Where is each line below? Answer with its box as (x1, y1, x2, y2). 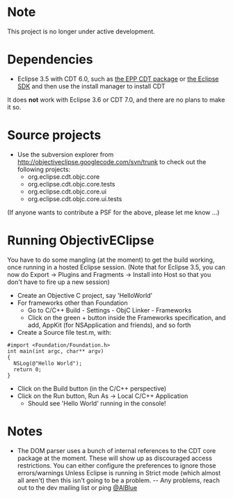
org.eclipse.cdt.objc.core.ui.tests (27, 194, 122, 203)
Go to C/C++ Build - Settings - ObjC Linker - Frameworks (27, 306, 192, 314)
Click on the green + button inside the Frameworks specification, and (27, 313, 226, 322)
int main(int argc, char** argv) (7, 347, 104, 355)
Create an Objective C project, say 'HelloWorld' (17, 291, 153, 299)
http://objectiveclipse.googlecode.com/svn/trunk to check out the (17, 157, 207, 166)
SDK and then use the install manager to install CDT (17, 81, 166, 90)
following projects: (17, 165, 71, 173)
